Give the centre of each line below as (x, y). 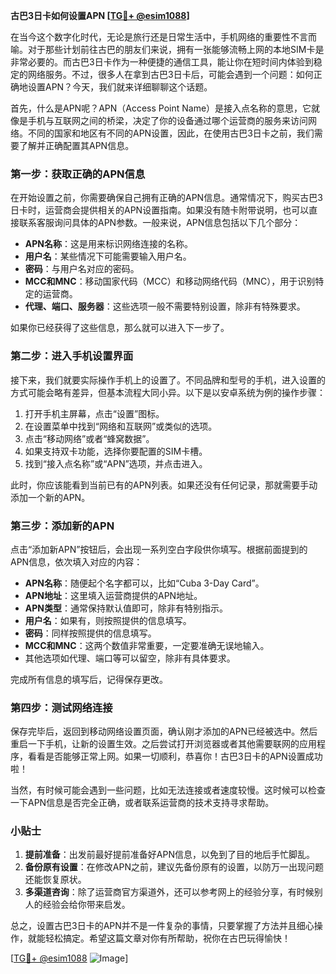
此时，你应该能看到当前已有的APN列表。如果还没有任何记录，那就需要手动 (164, 485)
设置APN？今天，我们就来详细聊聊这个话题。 (120, 87)
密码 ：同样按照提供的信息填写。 (90, 633)
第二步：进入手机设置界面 (72, 356)
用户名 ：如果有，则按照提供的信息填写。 (108, 620)
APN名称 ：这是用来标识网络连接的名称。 (108, 244)
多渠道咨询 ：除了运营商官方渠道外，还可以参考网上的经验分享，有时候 (169, 892)
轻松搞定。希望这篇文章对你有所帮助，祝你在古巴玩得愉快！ (167, 938)
